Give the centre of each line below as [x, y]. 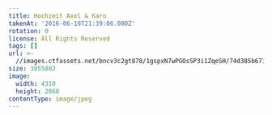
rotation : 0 [28, 31]
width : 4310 [36, 83]
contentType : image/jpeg [50, 99]
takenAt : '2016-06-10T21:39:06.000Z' [72, 23]
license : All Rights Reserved [59, 38]
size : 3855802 [32, 69]
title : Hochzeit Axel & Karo [57, 16]
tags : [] [23, 46]
